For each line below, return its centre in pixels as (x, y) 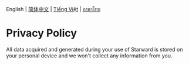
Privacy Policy (42, 33)
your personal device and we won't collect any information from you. (89, 56)
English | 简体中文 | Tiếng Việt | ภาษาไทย (53, 9)
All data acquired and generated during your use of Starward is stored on (95, 49)
